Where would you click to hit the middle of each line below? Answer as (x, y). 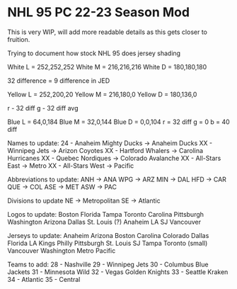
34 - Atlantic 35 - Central (44, 279)
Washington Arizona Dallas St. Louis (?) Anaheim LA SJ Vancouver (104, 222)
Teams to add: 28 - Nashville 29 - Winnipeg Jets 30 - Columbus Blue (108, 264)
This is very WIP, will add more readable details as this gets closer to (107, 32)
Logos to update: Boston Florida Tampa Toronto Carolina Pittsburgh (105, 214)
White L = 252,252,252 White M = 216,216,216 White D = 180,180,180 (107, 67)
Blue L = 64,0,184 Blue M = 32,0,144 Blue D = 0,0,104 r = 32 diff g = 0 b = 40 (118, 122)
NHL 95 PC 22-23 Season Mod (98, 12)
